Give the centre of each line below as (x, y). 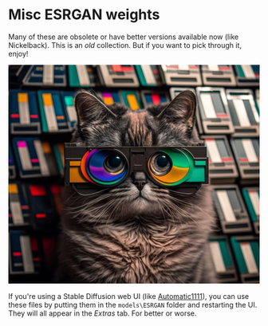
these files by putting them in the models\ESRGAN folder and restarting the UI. (133, 304)
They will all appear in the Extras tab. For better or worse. (102, 313)
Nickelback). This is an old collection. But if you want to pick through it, (125, 45)
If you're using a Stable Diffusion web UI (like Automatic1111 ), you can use (129, 296)
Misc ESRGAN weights (84, 15)
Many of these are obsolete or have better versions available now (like (124, 37)
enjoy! (18, 53)
